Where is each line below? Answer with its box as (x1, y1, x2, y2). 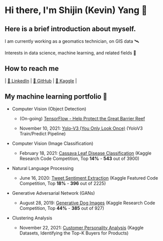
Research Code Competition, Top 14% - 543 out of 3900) (19, 155, 139, 162)
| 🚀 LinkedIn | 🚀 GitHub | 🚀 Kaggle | (5, 77, 77, 84)
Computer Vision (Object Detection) (12, 106, 87, 112)
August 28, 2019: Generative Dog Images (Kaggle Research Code (19, 200, 155, 206)
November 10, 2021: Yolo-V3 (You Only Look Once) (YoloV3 (19, 125, 143, 131)
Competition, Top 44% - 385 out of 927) (19, 205, 104, 211)
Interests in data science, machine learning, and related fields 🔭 (5, 50, 136, 56)
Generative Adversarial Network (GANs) (12, 190, 95, 196)
